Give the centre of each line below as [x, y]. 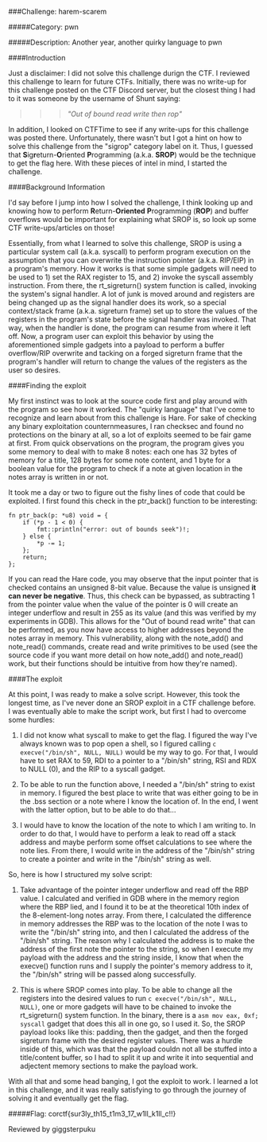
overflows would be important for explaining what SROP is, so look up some [132, 219]
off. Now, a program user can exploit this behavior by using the [111, 336]
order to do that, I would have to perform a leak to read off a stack [128, 834]
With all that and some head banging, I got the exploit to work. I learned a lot [133, 1081]
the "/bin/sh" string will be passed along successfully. [108, 974]
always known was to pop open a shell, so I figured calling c [118, 744]
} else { [37, 536]
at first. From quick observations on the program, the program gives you [126, 443]
